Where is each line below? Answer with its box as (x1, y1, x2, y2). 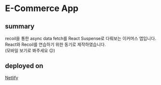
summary (5, 22, 35, 30)
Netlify (5, 74, 18, 80)
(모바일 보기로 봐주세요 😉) (5, 48, 56, 53)
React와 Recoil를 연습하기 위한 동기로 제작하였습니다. (5, 42, 106, 47)
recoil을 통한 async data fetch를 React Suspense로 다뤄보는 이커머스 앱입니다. (5, 36, 156, 41)
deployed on (5, 62, 44, 70)
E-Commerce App (5, 3, 79, 14)
